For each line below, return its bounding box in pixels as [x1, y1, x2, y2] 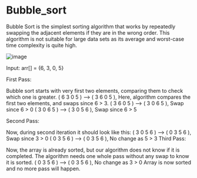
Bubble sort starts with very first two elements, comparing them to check [6, 87, 183, 94]
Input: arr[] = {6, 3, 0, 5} [6, 64, 64, 71]
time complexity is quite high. [6, 42, 78, 49]
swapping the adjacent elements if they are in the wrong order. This [6, 29, 170, 36]
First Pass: [6, 76, 32, 83]
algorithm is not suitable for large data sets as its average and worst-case [6, 35, 184, 42]
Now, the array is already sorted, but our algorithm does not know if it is [6, 146, 180, 153]
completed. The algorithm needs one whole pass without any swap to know [6, 152, 189, 159]
